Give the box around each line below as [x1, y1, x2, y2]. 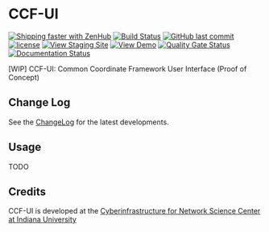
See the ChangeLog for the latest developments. [8, 117, 169, 127]
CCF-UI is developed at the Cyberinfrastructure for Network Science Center [8, 206, 261, 216]
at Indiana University [8, 214, 77, 225]
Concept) [8, 72, 40, 82]
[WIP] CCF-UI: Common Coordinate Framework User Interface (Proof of [8, 63, 247, 73]
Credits [8, 185, 47, 198]
